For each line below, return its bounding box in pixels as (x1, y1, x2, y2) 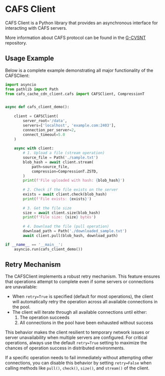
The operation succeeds (19, 315, 70, 321)
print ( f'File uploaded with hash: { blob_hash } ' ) (23, 178, 125, 183)
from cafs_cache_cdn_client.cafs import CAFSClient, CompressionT (5, 91, 145, 96)
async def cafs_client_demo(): (5, 105, 70, 110)
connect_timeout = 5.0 (23, 132, 65, 137)
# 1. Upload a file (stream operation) (23, 151, 105, 156)
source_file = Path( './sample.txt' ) (23, 155, 98, 160)
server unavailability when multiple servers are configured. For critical (5, 334, 147, 340)
